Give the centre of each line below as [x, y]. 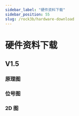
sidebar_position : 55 [28, 14]
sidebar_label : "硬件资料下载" [35, 10]
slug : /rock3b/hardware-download [40, 19]
